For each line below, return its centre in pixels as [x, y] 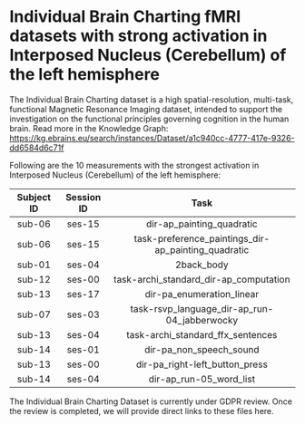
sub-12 [34, 279]
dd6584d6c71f [37, 148]
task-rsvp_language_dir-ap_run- [202, 308]
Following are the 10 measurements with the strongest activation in [134, 165]
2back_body [202, 265]
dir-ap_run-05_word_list [202, 379]
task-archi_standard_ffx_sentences [202, 334]
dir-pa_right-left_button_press [202, 364]
